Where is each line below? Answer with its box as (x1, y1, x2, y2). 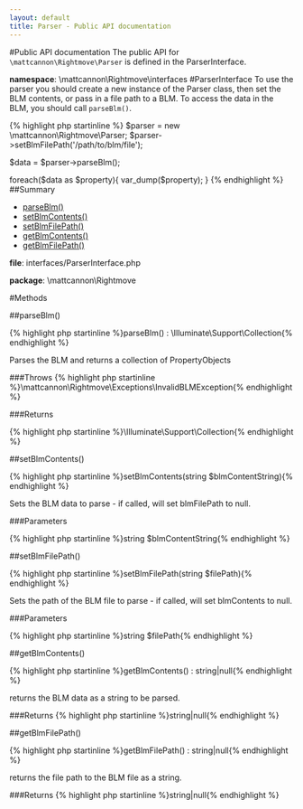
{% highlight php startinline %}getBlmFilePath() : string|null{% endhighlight (9, 745, 289, 756)
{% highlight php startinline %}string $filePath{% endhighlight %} (9, 630, 253, 641)
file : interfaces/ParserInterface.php (9, 257, 142, 268)
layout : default (9, 13, 70, 23)
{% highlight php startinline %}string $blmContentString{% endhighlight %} (9, 532, 290, 543)
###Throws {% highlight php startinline (9, 372, 156, 382)
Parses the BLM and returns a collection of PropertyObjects (9, 354, 232, 365)
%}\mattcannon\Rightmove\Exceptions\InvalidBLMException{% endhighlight (9, 381, 293, 392)
